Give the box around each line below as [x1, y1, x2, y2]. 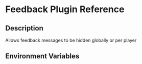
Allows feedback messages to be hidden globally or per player [5, 37, 137, 43]
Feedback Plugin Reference [5, 4, 125, 15]
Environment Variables [5, 52, 80, 60]
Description [5, 24, 43, 33]
